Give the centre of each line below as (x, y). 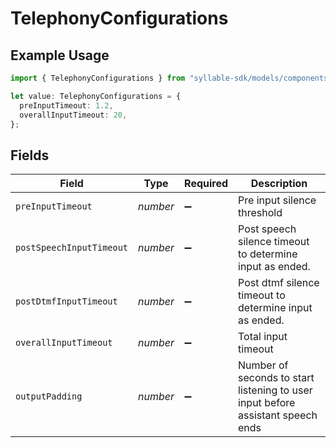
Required (206, 184)
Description (279, 184)
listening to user (275, 390)
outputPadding (49, 396)
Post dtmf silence (279, 283)
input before (267, 403)
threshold (260, 213)
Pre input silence (277, 200)
